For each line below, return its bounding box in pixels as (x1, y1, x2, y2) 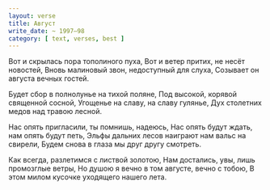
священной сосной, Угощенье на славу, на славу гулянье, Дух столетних (8, 98, 263, 108)
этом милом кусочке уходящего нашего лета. (8, 172, 167, 182)
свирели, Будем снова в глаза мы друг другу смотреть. (8, 139, 202, 150)
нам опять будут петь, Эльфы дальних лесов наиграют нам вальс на (8, 131, 247, 141)
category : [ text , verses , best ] (8, 34, 125, 43)
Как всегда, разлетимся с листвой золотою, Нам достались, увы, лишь (8, 155, 256, 165)
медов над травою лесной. (8, 107, 103, 116)
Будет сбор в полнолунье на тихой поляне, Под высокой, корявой (8, 90, 237, 99)
